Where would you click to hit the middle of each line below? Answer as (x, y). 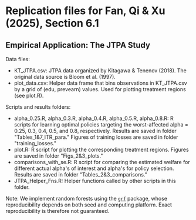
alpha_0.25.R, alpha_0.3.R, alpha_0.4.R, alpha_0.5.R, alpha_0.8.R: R (94, 118)
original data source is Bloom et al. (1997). (65, 77)
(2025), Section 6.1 (52, 23)
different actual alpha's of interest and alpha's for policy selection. (94, 168)
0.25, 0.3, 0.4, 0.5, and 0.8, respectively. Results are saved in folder (95, 131)
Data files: (18, 59)
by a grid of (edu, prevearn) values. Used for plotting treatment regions (100, 89)
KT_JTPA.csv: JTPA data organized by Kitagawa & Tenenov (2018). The (100, 71)
